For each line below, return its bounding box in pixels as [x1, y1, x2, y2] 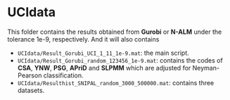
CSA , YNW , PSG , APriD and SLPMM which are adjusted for [17, 63, 191, 72]
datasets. [17, 86, 45, 94]
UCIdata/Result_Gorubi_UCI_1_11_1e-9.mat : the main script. [17, 49, 190, 57]
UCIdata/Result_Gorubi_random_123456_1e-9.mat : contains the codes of [17, 56, 223, 64]
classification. [43, 71, 84, 80]
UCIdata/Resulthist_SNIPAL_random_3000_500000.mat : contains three [17, 78, 215, 87]
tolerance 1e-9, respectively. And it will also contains [7, 35, 160, 43]
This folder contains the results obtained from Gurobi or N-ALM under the [7, 27, 222, 36]
